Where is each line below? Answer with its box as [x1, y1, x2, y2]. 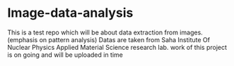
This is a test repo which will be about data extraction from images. [7, 28, 203, 37]
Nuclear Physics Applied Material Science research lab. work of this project [7, 43, 228, 51]
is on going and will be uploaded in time [7, 51, 124, 59]
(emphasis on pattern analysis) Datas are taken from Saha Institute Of [7, 35, 211, 44]
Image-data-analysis [7, 5, 134, 21]
